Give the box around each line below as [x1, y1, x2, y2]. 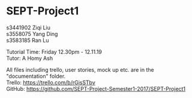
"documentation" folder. [6, 72, 66, 79]
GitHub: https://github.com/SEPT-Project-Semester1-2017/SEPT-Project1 [6, 85, 186, 92]
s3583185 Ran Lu [6, 36, 49, 44]
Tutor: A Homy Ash [6, 54, 53, 62]
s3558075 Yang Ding [6, 30, 58, 37]
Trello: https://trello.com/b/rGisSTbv [6, 79, 96, 86]
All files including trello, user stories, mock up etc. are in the [6, 66, 154, 73]
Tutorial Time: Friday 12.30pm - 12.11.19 [6, 48, 102, 55]
